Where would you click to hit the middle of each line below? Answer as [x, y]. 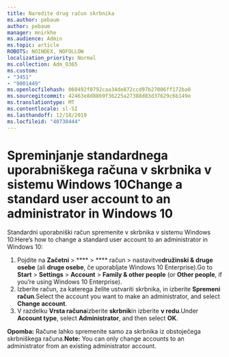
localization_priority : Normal [52, 58]
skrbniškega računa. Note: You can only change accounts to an [96, 339]
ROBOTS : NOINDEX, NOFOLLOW [45, 52]
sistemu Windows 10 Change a [95, 184]
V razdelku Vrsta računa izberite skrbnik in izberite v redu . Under [108, 311]
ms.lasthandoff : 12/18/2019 [47, 115]
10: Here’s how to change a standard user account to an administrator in [108, 239]
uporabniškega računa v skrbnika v [109, 170]
